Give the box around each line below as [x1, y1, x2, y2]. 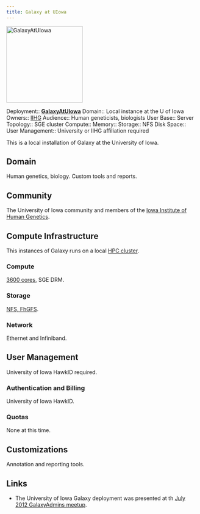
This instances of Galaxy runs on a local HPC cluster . [6, 247, 140, 254]
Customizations [6, 444, 68, 455]
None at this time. [6, 427, 51, 434]
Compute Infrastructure [6, 230, 99, 241]
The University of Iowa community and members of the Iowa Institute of [6, 207, 187, 214]
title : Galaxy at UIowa [6, 9, 67, 15]
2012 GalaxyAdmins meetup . [15, 501, 87, 508]
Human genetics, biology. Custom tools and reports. [6, 172, 137, 180]
